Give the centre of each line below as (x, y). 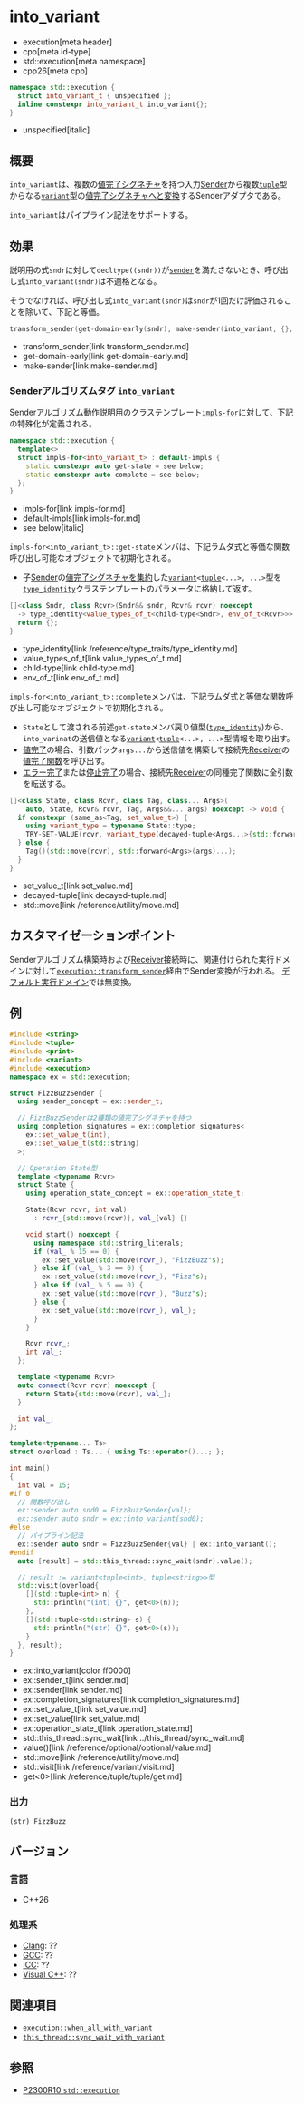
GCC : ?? (38, 1955)
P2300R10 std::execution (71, 2090)
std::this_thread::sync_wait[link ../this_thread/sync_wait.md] (133, 1738)
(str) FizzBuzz (38, 1821)
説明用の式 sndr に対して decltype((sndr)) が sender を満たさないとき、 (137, 270)
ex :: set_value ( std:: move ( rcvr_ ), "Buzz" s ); (125, 1294)
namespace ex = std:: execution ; (70, 1077)
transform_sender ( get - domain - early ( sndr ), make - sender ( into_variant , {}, (152, 329)
